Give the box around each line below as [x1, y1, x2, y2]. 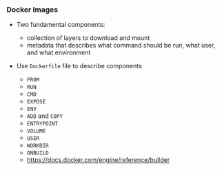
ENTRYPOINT [26, 121, 59, 128]
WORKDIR [26, 143, 49, 150]
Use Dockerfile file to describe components [16, 62, 142, 70]
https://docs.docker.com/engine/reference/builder [26, 156, 170, 164]
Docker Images [6, 5, 59, 14]
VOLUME [26, 128, 46, 135]
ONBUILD [26, 150, 49, 157]
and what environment [26, 48, 91, 57]
